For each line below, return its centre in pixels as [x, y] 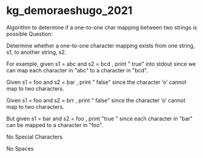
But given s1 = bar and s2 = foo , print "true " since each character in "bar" [99, 118]
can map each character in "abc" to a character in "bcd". [77, 70]
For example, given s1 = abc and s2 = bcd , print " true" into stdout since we [101, 64]
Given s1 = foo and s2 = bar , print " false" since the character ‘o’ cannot [96, 82]
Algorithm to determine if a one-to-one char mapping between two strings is [102, 27]
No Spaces [20, 148]
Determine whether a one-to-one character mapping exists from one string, [101, 46]
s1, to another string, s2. [36, 52]
